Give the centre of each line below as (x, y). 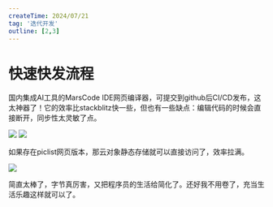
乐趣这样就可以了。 (47, 195)
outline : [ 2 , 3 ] (34, 31)
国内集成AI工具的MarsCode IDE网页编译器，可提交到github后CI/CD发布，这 (135, 97)
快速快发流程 (52, 73)
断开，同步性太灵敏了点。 (58, 118)
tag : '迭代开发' (33, 24)
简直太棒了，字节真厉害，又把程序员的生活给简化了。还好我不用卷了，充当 (133, 184)
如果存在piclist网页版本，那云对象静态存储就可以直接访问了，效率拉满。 (129, 152)
